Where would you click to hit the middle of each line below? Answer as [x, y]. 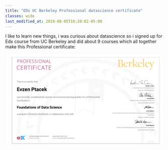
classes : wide [20, 16]
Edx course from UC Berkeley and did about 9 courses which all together [81, 42]
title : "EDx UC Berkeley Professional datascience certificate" [74, 11]
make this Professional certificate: [40, 47]
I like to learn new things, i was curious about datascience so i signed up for [84, 36]
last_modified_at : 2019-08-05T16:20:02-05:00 [54, 21]
